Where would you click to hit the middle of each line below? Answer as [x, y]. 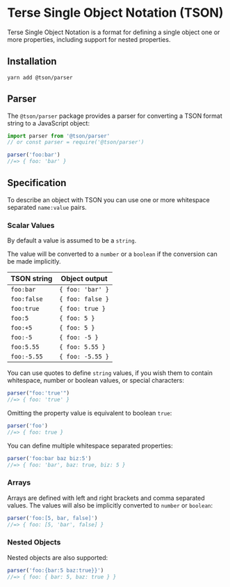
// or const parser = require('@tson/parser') [76, 142]
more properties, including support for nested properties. [89, 39]
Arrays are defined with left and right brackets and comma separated [106, 498]
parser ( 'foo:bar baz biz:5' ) [49, 458]
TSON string [32, 279]
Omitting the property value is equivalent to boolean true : [90, 413]
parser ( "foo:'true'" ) [39, 393]
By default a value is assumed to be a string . [72, 241]
